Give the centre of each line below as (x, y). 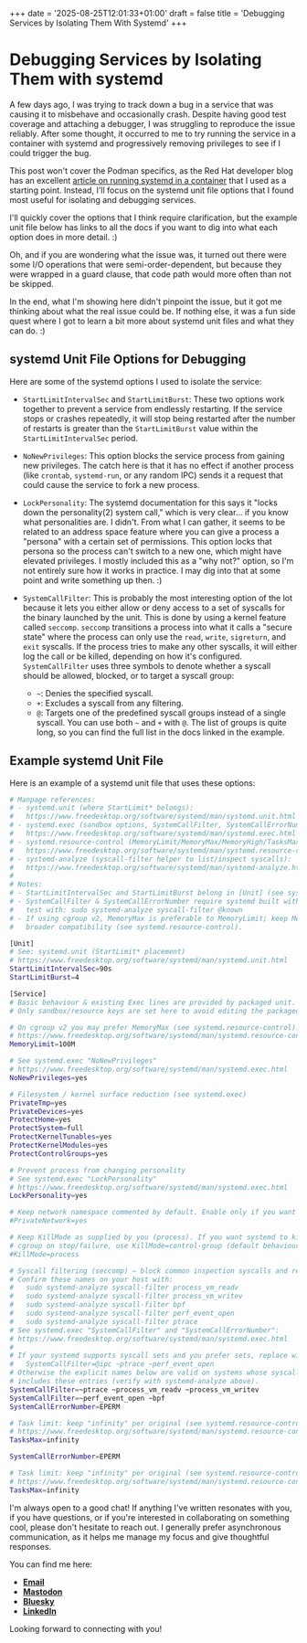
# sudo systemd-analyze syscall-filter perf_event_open (122, 1314)
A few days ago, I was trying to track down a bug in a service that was (142, 104)
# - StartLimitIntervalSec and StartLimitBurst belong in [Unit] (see (147, 893)
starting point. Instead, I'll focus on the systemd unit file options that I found (152, 190)
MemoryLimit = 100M (42, 1044)
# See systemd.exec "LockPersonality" (83, 1179)
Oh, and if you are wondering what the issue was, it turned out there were (148, 254)
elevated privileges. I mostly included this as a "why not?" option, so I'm (158, 560)
